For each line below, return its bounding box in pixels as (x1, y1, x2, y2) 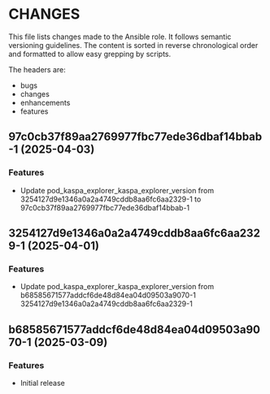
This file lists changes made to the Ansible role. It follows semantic (8, 32, 232, 41)
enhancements (20, 97, 71, 107)
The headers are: (8, 64, 67, 74)
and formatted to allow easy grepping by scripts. (8, 49, 172, 58)
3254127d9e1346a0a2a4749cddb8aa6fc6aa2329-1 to (20, 194, 202, 204)
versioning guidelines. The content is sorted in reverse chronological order (8, 40, 259, 50)
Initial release (20, 379, 65, 388)
